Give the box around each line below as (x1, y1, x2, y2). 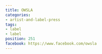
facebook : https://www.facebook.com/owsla (5, 41, 97, 46)
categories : (5, 12, 31, 17)
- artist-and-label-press (5, 17, 60, 22)
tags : (5, 22, 17, 27)
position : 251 (5, 37, 36, 42)
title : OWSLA (5, 7, 33, 13)
